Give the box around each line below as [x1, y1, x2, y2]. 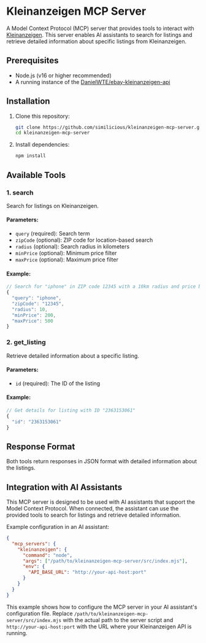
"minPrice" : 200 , [12, 312, 56, 318]
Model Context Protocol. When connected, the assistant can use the [6, 505, 179, 512]
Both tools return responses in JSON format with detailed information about [6, 458, 197, 465]
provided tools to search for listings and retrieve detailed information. [6, 511, 181, 519]
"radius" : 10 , [12, 306, 48, 312]
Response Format [6, 441, 75, 452]
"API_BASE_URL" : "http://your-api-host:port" [28, 569, 147, 576]
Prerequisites [6, 55, 59, 66]
